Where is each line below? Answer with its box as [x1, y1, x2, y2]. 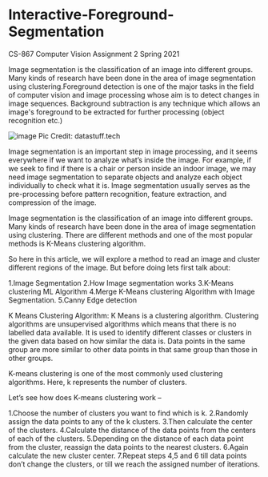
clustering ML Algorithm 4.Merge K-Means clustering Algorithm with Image [8, 287, 255, 296]
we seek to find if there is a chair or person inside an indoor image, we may [8, 163, 257, 173]
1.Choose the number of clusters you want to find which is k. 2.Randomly [8, 408, 249, 418]
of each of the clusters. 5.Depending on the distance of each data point [8, 434, 244, 443]
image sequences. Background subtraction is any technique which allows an [8, 98, 261, 108]
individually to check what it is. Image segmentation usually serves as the [8, 180, 250, 190]
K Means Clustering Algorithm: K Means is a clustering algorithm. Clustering [8, 311, 259, 320]
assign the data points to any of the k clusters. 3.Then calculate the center [8, 416, 254, 426]
